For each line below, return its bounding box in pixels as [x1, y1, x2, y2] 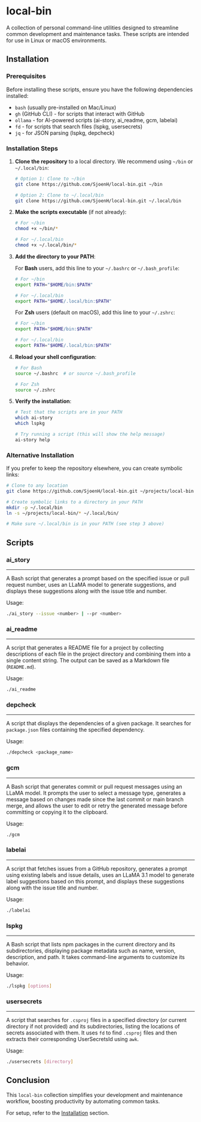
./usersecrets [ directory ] [6, 1059, 74, 1065]
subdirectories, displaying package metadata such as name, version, [6, 947, 176, 954]
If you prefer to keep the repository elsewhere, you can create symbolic [6, 465, 183, 472]
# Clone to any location [6, 482, 68, 489]
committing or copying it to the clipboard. [6, 808, 108, 816]
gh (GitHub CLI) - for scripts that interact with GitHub [14, 110, 145, 117]
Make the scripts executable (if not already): [14, 209, 127, 216]
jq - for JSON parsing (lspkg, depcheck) [14, 129, 115, 136]
